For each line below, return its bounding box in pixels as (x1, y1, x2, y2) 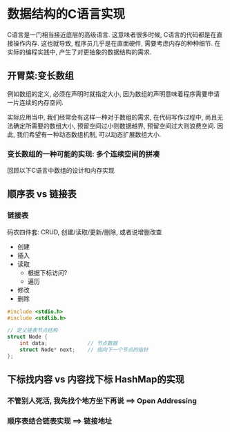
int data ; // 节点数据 (19, 340, 118, 347)
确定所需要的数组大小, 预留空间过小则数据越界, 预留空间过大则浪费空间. (12, 122, 215, 130)
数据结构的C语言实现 (7, 6, 126, 22)
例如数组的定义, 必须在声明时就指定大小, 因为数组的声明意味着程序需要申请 (7, 89, 220, 97)
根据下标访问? (27, 268, 68, 276)
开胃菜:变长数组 (7, 70, 75, 82)
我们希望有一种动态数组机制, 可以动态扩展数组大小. (16, 130, 161, 138)
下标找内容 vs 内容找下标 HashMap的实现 (7, 374, 184, 386)
